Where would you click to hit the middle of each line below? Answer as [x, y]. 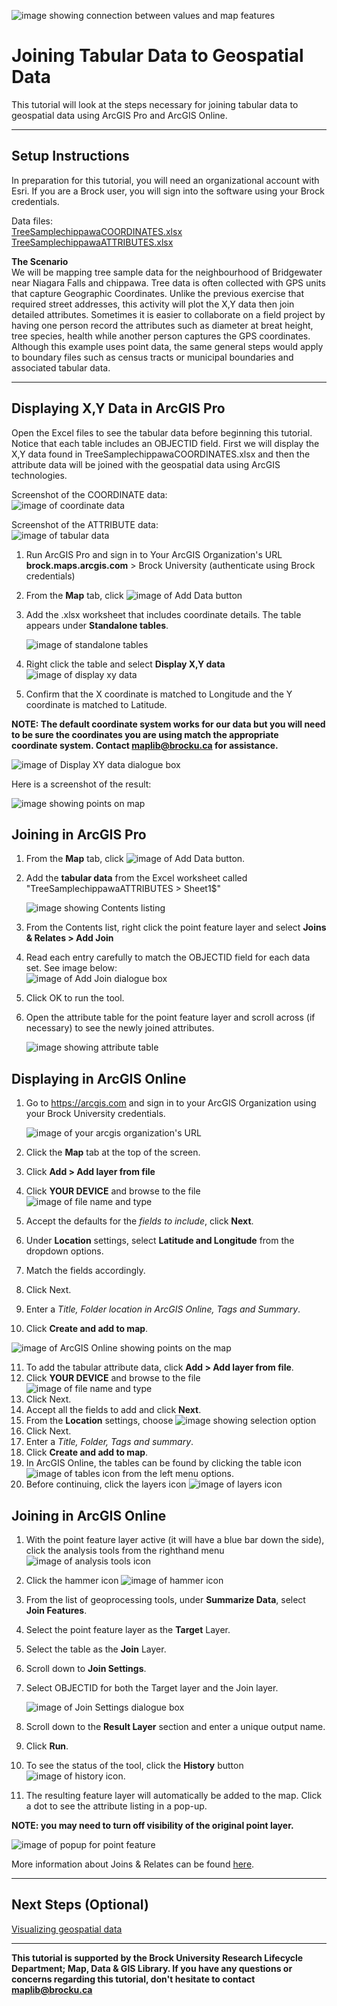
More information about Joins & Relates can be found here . [133, 1864]
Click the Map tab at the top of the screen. [113, 1152]
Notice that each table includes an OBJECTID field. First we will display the [165, 443]
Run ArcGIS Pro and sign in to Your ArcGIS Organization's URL [154, 554]
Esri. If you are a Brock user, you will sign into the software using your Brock [168, 191]
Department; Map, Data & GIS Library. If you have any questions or [152, 1968]
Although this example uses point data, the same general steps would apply [167, 346]
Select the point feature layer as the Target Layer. [128, 1629]
